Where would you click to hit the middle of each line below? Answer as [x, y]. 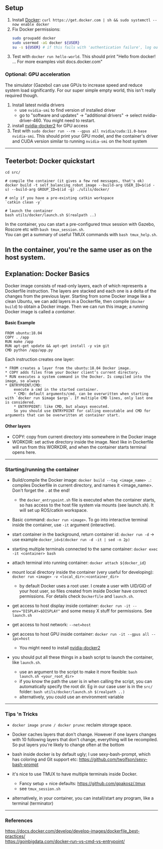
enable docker [35, 24]
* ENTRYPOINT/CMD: [24, 385]
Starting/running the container [42, 469]
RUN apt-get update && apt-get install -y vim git [57, 346]
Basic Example [20, 323]
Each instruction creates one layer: [40, 359]
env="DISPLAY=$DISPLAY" [36, 611]
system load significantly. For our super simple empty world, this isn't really [81, 90]
